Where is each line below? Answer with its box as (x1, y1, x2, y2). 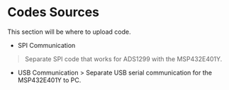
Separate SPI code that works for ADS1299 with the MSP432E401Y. (24, 54, 223, 63)
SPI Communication (17, 41, 76, 49)
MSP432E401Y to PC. (17, 75, 82, 84)
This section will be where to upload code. (7, 27, 131, 36)
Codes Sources (7, 4, 100, 20)
